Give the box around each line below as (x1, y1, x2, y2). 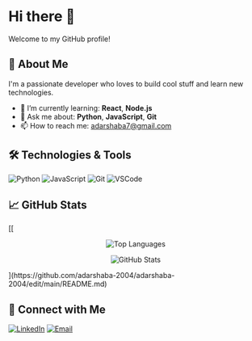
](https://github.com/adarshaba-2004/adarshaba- (8, 271, 175, 280)
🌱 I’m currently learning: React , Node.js (19, 103, 153, 112)
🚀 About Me (8, 57, 69, 71)
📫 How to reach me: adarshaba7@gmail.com (19, 120, 172, 130)
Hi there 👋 (8, 7, 75, 26)
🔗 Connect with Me (8, 302, 107, 316)
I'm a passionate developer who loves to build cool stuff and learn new (8, 78, 244, 88)
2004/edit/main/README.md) (8, 279, 107, 289)
